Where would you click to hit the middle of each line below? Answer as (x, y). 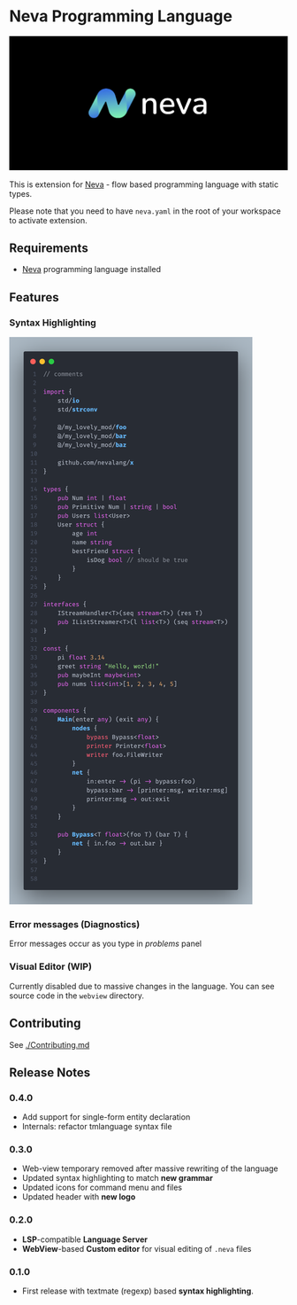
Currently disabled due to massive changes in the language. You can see (142, 986)
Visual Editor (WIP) (51, 966)
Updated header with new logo (79, 1197)
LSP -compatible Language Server (85, 1239)
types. (21, 193)
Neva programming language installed (91, 270)
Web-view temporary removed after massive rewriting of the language (150, 1168)
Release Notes (50, 1072)
